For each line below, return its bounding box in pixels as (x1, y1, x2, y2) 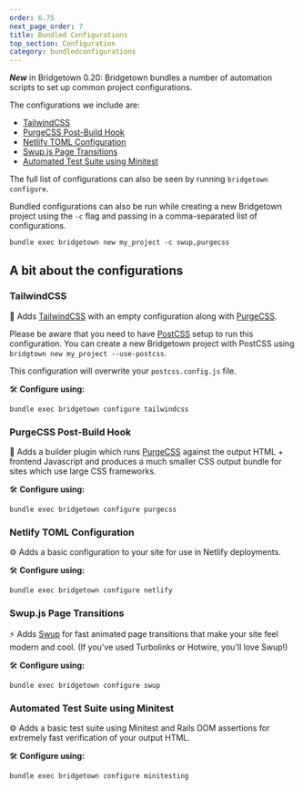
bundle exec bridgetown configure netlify (9, 586, 173, 595)
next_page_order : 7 (9, 22, 84, 31)
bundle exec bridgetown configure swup (9, 681, 161, 690)
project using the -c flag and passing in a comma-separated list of (9, 210, 258, 221)
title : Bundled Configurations (9, 30, 128, 39)
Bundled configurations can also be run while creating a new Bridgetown (9, 201, 282, 212)
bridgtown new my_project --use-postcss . (9, 347, 167, 358)
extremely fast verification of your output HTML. (9, 733, 191, 743)
